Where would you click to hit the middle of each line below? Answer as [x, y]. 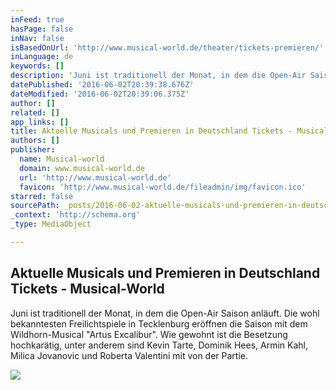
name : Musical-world [62, 159]
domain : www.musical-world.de [82, 168]
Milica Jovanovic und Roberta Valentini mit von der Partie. [129, 355]
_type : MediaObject [51, 224]
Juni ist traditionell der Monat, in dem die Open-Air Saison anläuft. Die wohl [165, 313]
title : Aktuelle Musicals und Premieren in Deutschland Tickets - [151, 131]
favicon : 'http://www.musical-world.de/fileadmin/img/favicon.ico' [163, 187]
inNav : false [37, 38]
